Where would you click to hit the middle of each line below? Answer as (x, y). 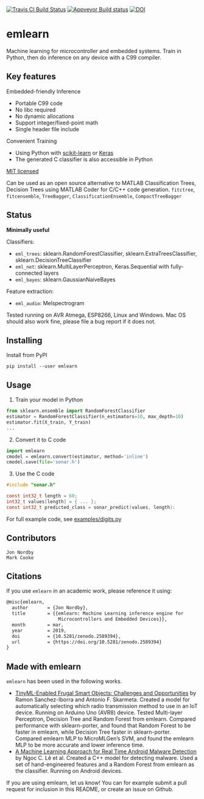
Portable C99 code (39, 103)
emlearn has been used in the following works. (64, 681)
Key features (31, 77)
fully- (177, 266)
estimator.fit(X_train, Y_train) (49, 422)
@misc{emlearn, (26, 602)
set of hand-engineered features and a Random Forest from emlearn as (105, 765)
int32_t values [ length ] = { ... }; (51, 502)
